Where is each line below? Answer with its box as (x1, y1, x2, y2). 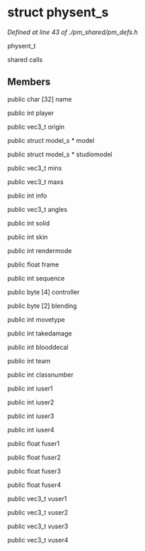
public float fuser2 (7, 453, 62, 461)
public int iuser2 (7, 397, 54, 406)
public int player (7, 108, 54, 117)
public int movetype (7, 315, 65, 323)
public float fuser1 (7, 439, 60, 448)
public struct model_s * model (7, 136, 95, 144)
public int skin (7, 232, 48, 241)
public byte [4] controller (7, 287, 80, 296)
